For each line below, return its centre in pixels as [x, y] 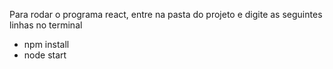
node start [45, 55]
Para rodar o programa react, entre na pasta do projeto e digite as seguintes [166, 14]
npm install [46, 44]
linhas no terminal [46, 25]
